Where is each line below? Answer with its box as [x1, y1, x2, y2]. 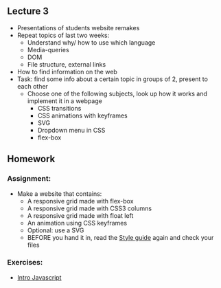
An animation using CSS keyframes [27, 219, 128, 227]
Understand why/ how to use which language [27, 38, 156, 47]
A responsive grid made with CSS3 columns [27, 204, 152, 212]
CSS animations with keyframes [37, 111, 128, 120]
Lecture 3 [7, 5, 49, 17]
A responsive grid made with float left [27, 211, 134, 219]
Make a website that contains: [16, 189, 102, 198]
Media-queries [27, 45, 70, 54]
